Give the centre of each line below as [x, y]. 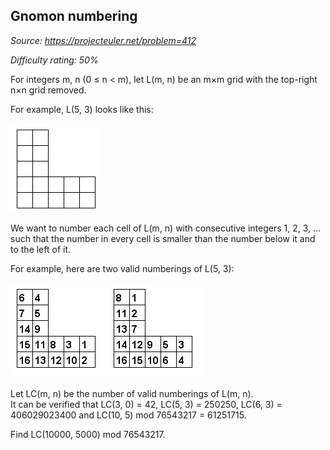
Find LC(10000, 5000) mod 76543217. [88, 434]
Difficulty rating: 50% [54, 60]
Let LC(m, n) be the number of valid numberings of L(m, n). [132, 393]
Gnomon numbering [74, 16]
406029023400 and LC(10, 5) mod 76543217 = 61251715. [128, 415]
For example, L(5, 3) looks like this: [82, 109]
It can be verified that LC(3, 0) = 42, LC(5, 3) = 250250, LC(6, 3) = [146, 404]
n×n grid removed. [48, 90]
